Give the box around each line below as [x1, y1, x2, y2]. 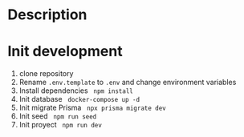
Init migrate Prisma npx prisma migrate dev [18, 103, 166, 113]
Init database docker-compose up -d [18, 95, 140, 104]
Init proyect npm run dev [18, 120, 102, 130]
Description [7, 6, 87, 24]
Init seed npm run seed [18, 111, 97, 121]
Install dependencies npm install [18, 86, 133, 95]
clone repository [18, 69, 74, 79]
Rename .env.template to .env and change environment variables [18, 78, 237, 87]
